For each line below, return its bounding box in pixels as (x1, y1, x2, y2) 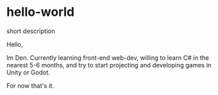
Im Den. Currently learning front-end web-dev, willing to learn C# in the (6, 53, 210, 62)
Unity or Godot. (6, 68, 50, 76)
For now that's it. (6, 81, 54, 89)
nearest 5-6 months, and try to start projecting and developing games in (6, 61, 212, 69)
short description (6, 27, 56, 35)
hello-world (6, 4, 75, 20)
